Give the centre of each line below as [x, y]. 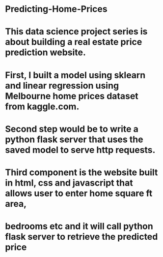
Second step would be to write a [72, 129]
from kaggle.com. [42, 106]
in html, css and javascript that [69, 183]
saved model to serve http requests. [80, 150]
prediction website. [45, 52]
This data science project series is [76, 32]
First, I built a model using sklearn [75, 75]
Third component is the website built [81, 172]
